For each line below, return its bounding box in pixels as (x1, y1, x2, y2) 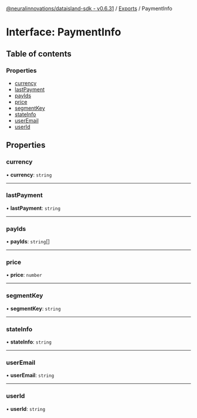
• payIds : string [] (6, 238, 50, 245)
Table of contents (6, 49, 72, 59)
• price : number (6, 271, 42, 278)
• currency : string (6, 171, 52, 178)
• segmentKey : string (6, 305, 61, 312)
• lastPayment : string (6, 205, 60, 212)
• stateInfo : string (6, 338, 52, 345)
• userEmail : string (6, 372, 55, 379)
